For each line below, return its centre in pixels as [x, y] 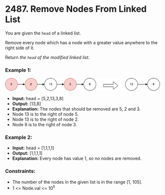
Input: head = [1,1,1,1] [33, 148]
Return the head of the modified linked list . [47, 57]
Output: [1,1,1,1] [27, 153]
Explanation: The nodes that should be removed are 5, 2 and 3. [76, 109]
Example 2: [19, 137]
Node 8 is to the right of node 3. [44, 124]
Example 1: [18, 70]
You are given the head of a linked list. [43, 33]
